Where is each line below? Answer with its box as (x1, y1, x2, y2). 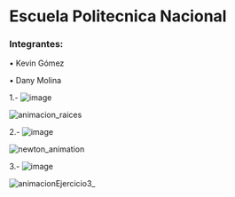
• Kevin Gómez (9, 58, 65, 68)
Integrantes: (9, 38, 64, 51)
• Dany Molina (9, 75, 62, 86)
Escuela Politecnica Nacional (9, 6, 227, 27)
